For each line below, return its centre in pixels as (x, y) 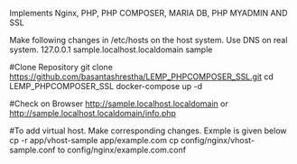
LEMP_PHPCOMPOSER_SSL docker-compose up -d (106, 86)
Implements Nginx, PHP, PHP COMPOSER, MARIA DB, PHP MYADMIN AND (148, 13)
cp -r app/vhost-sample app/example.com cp (94, 140)
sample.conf (32, 150)
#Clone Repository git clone (61, 67)
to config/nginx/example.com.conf (122, 150)
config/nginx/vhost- (218, 140)
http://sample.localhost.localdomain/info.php (93, 113)
